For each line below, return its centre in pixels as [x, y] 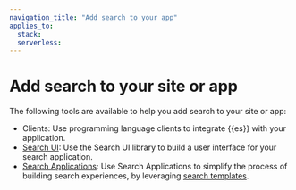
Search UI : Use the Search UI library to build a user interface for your [149, 147]
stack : [30, 34]
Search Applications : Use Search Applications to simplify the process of [155, 167]
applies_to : [31, 26]
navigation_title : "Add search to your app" [93, 17]
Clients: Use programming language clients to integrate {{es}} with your [154, 128]
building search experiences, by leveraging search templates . [135, 176]
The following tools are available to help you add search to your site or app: [148, 112]
